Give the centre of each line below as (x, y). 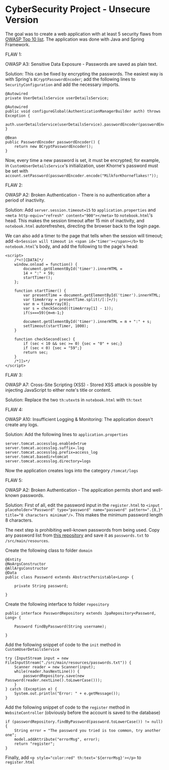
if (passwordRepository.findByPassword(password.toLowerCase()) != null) (84, 722)
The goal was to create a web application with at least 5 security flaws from (84, 34)
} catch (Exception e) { (31, 689)
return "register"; (35, 744)
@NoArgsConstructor (26, 564)
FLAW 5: (14, 480)
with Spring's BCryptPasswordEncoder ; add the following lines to (70, 79)
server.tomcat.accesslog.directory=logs (48, 461)
